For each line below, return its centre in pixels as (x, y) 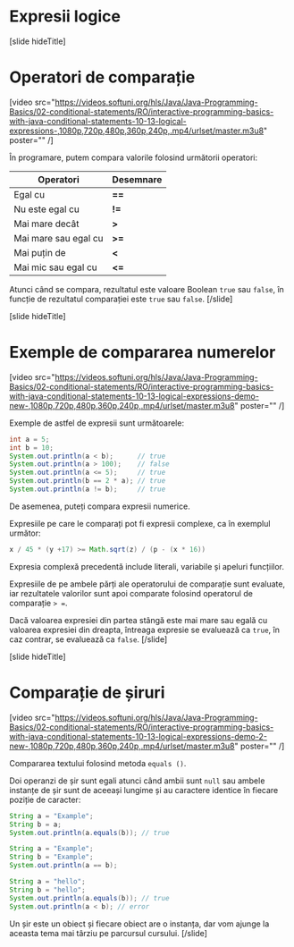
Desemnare (137, 179)
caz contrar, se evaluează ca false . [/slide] (88, 639)
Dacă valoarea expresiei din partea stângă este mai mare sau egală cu (139, 620)
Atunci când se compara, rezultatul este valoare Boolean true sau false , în (147, 289)
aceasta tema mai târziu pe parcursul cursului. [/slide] (109, 933)
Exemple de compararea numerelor (143, 353)
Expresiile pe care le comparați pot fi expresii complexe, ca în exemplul (140, 523)
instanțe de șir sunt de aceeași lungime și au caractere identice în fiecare (144, 790)
